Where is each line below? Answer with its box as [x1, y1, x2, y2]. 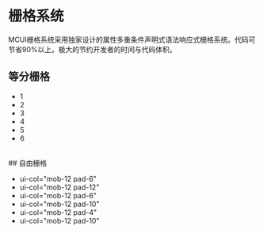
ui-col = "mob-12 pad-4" [19, 207, 97, 217]
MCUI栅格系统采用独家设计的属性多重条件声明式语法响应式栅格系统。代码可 [8, 35, 256, 44]
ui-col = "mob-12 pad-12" [19, 182, 100, 192]
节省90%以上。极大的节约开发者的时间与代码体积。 [8, 44, 177, 54]
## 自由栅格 [8, 158, 48, 167]
